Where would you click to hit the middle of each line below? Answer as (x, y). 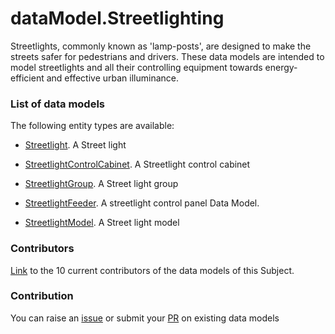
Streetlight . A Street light (75, 145)
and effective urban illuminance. (112, 78)
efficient (27, 78)
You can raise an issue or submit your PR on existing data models (145, 318)
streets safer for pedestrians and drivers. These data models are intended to (167, 56)
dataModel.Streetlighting (117, 18)
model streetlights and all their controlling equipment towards (136, 67)
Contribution (42, 296)
